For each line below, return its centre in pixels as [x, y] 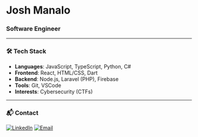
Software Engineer [33, 29]
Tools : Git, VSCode [38, 85]
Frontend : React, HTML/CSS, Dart [56, 73]
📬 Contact [22, 113]
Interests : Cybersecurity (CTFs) [54, 92]
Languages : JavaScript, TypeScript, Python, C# [73, 66]
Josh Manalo [38, 10]
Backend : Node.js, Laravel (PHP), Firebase [67, 79]
